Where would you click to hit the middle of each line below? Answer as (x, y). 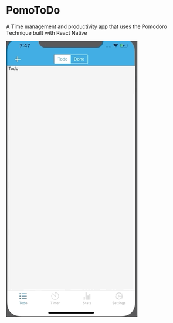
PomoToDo (33, 10)
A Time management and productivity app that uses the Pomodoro (86, 26)
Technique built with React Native (47, 32)
